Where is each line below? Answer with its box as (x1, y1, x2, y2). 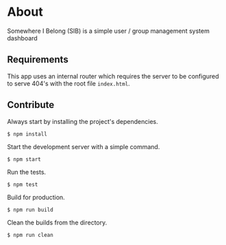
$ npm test (7, 181, 38, 188)
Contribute (7, 99, 55, 111)
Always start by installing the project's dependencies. (7, 117, 159, 125)
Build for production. (7, 193, 65, 201)
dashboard (7, 34, 38, 42)
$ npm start (7, 155, 41, 163)
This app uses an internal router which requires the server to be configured (7, 72, 219, 80)
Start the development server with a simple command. (7, 142, 160, 151)
